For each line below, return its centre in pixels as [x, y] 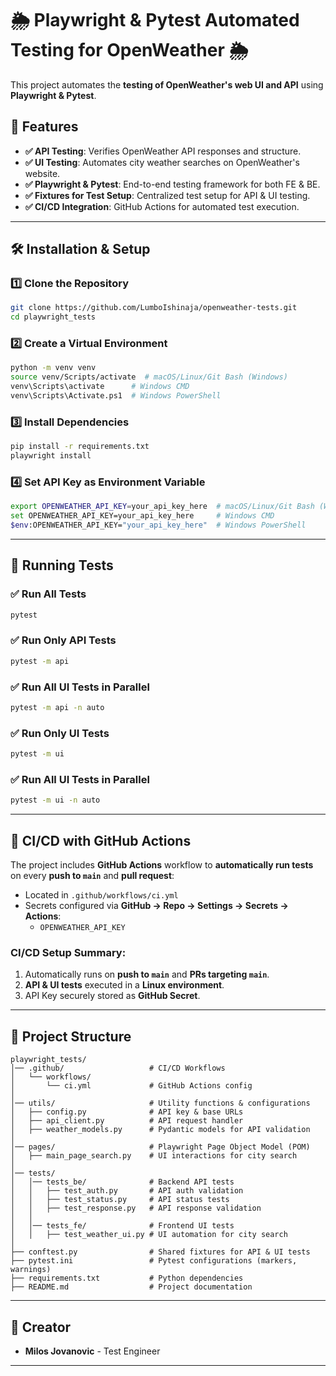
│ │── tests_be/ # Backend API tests [122, 1182]
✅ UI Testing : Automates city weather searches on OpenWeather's [162, 162]
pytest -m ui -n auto [55, 800]
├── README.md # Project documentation [131, 1287]
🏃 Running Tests [62, 565]
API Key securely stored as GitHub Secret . [112, 996]
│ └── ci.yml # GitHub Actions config [131, 1086]
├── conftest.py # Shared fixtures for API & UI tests [160, 1252]
